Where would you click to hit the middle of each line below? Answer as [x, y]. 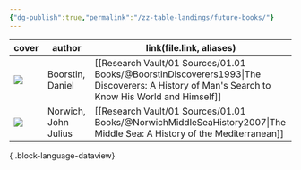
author [67, 47]
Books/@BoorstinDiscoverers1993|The [178, 74]
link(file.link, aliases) [191, 47]
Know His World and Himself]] [158, 97]
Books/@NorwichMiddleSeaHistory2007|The [190, 122]
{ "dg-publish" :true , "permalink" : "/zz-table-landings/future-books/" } [142, 17]
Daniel [61, 85]
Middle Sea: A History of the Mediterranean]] [189, 133]
